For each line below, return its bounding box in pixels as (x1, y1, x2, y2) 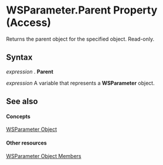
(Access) (6, 16, 52, 29)
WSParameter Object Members (6, 152, 81, 159)
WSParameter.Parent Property (6, 4, 158, 17)
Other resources (6, 139, 47, 146)
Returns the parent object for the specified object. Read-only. (6, 35, 155, 42)
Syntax (6, 52, 33, 62)
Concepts (6, 113, 30, 120)
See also (6, 96, 38, 106)
